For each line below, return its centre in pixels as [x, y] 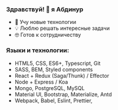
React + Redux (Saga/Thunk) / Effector [62, 75]
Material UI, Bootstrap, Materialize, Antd [63, 94]
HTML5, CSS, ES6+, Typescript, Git [58, 63]
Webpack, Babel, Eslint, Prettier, [53, 100]
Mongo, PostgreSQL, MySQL [50, 88]
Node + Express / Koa [41, 82]
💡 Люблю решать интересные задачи [62, 28]
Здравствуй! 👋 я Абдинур [45, 9]
